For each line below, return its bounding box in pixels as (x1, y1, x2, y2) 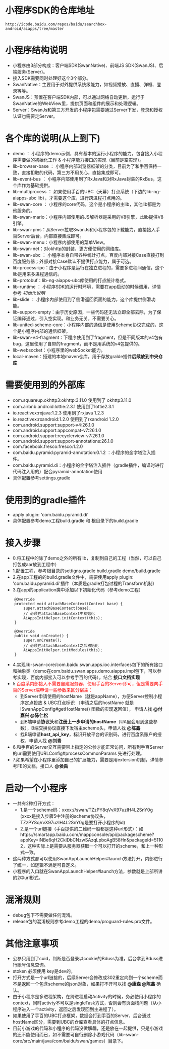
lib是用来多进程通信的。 (12, 271, 62, 277)
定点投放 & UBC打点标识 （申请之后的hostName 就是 (24, 700, 134, 706)
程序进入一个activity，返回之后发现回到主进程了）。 (12, 1006, 119, 1012)
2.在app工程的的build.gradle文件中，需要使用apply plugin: (12, 574, 134, 580)
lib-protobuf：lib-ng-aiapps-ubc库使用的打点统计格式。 (12, 277, 129, 283)
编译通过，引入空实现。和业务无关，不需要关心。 (17, 315, 119, 321)
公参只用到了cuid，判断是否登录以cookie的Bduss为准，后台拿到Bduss (12, 956, 159, 962)
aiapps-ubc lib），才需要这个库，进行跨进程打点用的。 (12, 195, 125, 201)
